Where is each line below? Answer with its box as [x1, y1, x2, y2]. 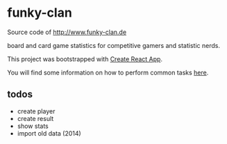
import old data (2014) [17, 129, 81, 137]
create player [17, 106, 56, 115]
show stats [17, 122, 49, 130]
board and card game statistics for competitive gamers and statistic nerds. [7, 41, 221, 49]
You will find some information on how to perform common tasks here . [7, 68, 209, 77]
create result [17, 114, 54, 122]
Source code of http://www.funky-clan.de [7, 28, 127, 36]
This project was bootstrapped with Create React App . [7, 54, 163, 63]
